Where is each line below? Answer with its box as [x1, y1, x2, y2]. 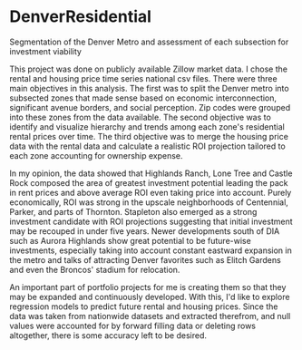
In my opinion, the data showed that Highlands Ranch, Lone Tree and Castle [9, 168, 293, 179]
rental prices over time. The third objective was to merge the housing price [9, 131, 288, 141]
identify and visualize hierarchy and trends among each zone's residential [9, 121, 286, 132]
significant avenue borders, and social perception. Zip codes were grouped [9, 102, 291, 112]
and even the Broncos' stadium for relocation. [9, 264, 180, 275]
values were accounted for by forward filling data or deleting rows [9, 320, 257, 331]
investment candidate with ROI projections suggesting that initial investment [9, 216, 293, 227]
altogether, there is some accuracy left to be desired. [9, 329, 207, 341]
